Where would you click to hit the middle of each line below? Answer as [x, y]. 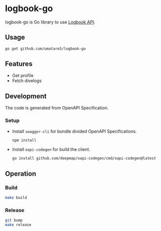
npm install [24, 140]
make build [16, 198]
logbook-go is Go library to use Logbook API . [50, 22]
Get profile [23, 76]
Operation [21, 174]
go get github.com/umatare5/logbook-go [45, 49]
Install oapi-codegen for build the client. [51, 149]
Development [26, 96]
